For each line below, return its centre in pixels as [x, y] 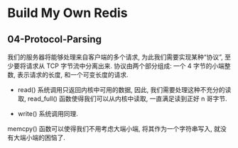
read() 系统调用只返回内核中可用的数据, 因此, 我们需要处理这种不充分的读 [124, 90]
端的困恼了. [49, 137]
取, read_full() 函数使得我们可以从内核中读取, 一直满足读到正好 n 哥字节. [122, 98]
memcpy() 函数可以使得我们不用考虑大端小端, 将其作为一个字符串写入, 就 [114, 129]
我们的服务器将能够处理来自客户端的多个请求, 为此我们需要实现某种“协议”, [115, 57]
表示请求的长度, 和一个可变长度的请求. [72, 75]
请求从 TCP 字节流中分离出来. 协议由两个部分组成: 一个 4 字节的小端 [125, 66]
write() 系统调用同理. [48, 114]
